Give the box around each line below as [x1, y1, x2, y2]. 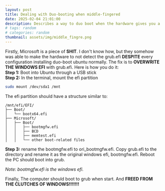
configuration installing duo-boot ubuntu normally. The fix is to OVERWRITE [5, 59, 160, 65]
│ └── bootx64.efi [5, 111, 48, 116]
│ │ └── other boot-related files [5, 137, 85, 143]
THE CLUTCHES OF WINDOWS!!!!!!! [5, 181, 80, 187]
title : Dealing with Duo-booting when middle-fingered [5, 12, 121, 17]
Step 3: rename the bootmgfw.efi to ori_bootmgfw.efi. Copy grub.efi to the [5, 146, 157, 152]
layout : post [5, 7, 32, 12]
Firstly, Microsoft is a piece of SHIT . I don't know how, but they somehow [5, 48, 154, 54]
